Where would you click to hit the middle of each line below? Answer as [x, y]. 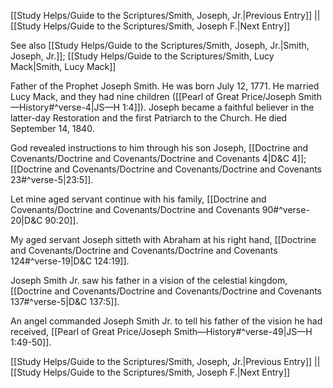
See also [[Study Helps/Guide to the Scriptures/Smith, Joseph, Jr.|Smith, [160, 45]
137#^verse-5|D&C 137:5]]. [65, 301]
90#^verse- [285, 209]
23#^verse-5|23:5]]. [52, 179]
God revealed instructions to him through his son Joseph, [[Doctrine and [159, 148]
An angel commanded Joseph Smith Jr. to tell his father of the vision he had [166, 321]
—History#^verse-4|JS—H [65, 107]
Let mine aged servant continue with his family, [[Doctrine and [138, 199]
